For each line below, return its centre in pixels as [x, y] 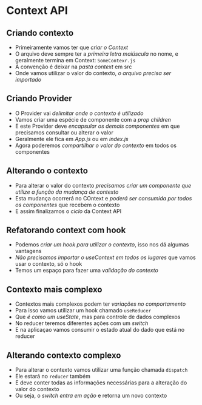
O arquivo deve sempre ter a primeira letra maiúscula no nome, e [97, 54]
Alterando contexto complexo [64, 355]
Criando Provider [39, 98]
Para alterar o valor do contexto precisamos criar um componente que [103, 185]
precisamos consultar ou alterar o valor [64, 132]
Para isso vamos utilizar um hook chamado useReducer [83, 311]
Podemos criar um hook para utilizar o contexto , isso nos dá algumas [102, 245]
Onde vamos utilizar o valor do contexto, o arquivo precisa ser [93, 73]
